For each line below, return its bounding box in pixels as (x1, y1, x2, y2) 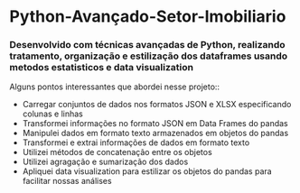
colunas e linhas (22, 108, 83, 119)
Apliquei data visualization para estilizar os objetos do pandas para (22, 166, 273, 177)
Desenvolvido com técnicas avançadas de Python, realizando (9, 39, 286, 51)
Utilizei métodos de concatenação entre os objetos (22, 147, 212, 158)
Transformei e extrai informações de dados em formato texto (22, 137, 250, 148)
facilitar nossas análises (22, 176, 112, 187)
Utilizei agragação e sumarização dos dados (22, 156, 189, 168)
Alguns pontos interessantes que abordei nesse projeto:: (9, 81, 220, 92)
